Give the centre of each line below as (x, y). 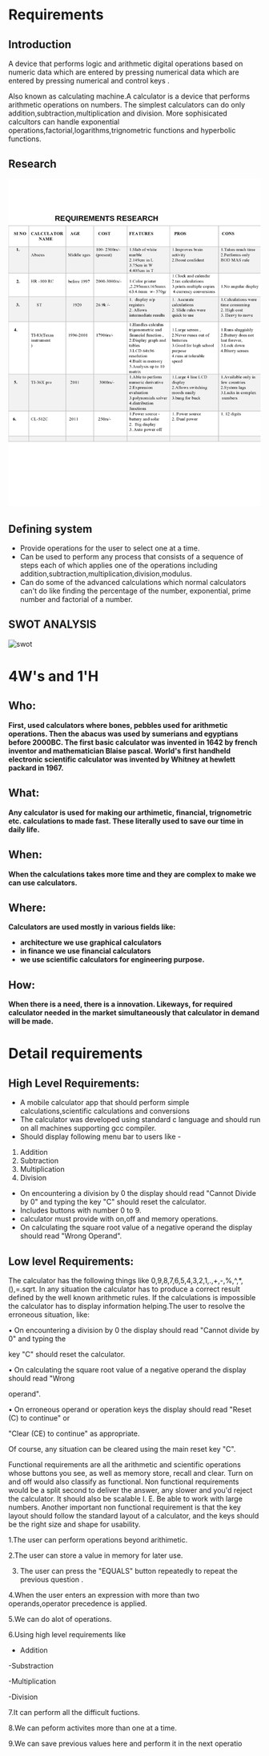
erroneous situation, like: (49, 1315)
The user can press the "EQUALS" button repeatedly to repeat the (128, 1571)
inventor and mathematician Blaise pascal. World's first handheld (119, 750)
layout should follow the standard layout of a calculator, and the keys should (134, 1515)
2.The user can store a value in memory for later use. (96, 1555)
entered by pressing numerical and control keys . (89, 81)
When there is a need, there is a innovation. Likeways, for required (121, 1004)
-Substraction (31, 1665)
